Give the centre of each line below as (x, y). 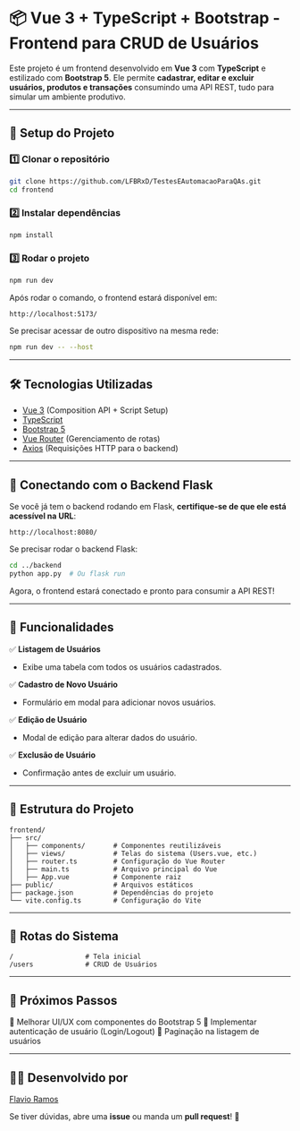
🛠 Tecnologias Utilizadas (81, 384)
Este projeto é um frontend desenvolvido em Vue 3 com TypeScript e (137, 68)
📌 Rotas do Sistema (64, 936)
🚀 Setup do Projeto (62, 133)
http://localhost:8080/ (54, 533)
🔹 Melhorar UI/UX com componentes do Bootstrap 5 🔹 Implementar (133, 1022)
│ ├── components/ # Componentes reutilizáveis (115, 845)
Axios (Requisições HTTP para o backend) (100, 449)
